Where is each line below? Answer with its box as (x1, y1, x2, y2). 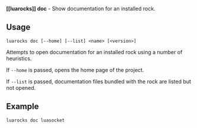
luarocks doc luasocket (6, 117, 65, 123)
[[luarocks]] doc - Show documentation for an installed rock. (6, 5, 155, 12)
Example (6, 101, 39, 112)
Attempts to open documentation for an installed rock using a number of (6, 48, 183, 55)
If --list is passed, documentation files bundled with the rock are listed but (6, 77, 192, 85)
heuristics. (6, 55, 32, 62)
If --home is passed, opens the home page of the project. (6, 66, 144, 73)
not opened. (6, 84, 36, 91)
